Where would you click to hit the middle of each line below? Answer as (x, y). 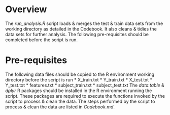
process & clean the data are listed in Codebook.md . (60, 107)
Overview (26, 9)
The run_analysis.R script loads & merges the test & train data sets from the (84, 23)
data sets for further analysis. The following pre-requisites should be (77, 34)
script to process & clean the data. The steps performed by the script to (80, 101)
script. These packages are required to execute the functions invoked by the (85, 96)
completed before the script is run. (41, 40)
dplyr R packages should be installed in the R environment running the (79, 91)
